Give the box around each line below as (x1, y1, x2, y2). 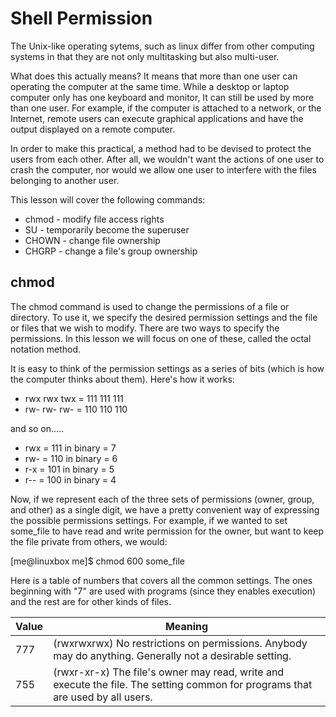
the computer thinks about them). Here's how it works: (10, 373, 235, 385)
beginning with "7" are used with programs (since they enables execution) (10, 585, 317, 597)
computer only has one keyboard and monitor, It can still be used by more (10, 91, 315, 103)
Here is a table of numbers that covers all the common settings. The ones (10, 574, 313, 586)
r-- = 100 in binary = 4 (24, 473, 117, 486)
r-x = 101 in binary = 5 (24, 463, 115, 475)
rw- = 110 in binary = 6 (24, 452, 118, 464)
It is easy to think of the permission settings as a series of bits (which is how (10, 362, 325, 374)
